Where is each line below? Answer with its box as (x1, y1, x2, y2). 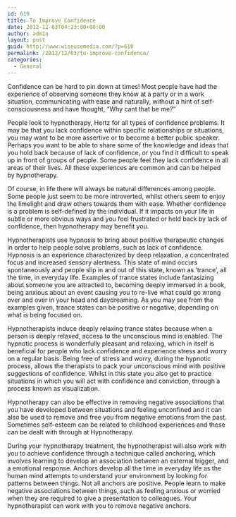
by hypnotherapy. (7, 171, 58, 179)
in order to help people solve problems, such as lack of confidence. (7, 243, 203, 251)
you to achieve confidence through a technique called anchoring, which (7, 449, 216, 457)
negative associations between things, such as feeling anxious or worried (7, 486, 221, 494)
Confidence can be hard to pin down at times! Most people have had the (7, 82, 218, 90)
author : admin (7, 30, 49, 37)
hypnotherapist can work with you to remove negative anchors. (7, 501, 192, 510)
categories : (7, 56, 42, 63)
